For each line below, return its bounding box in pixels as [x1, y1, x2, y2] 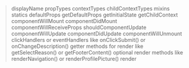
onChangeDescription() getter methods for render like [11, 43, 144, 50]
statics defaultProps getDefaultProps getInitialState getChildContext [11, 11, 178, 18]
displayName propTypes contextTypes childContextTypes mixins [11, 5, 170, 12]
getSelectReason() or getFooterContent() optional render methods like [11, 49, 184, 56]
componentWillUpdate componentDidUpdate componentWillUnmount [11, 30, 182, 37]
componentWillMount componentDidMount [11, 18, 117, 24]
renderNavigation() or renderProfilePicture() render [11, 56, 137, 62]
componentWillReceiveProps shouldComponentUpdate [11, 24, 147, 31]
